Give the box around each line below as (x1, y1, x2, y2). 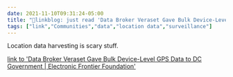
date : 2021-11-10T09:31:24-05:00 (7, 10, 104, 17)
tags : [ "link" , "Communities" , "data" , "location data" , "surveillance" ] (7, 23, 213, 30)
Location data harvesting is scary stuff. (7, 42, 119, 50)
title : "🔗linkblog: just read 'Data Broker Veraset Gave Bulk (7, 16, 191, 23)
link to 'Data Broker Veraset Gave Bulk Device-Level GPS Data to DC (7, 55, 202, 63)
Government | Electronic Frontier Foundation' (7, 63, 137, 71)
